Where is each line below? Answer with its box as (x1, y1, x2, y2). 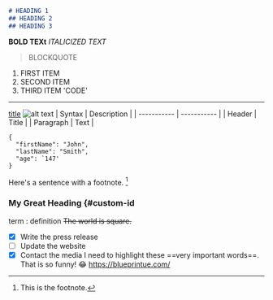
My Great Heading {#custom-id (8, 198, 136, 209)
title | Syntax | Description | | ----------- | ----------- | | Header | (8, 109, 258, 119)
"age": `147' (15, 154, 60, 163)
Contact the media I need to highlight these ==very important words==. (19, 250, 260, 259)
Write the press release (19, 232, 99, 241)
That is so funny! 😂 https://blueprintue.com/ (19, 259, 171, 269)
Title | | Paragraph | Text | (8, 117, 94, 127)
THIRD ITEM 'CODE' (19, 85, 88, 95)
